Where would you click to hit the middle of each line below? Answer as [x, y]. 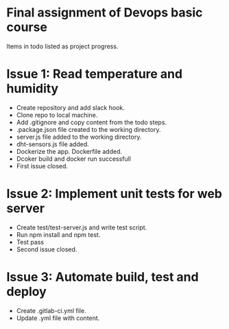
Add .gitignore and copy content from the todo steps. [92, 122]
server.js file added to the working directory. [79, 137]
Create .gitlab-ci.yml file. [51, 310]
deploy [27, 292]
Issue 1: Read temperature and [95, 74]
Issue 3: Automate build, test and [103, 277]
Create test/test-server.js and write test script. [82, 227]
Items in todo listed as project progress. [62, 46]
